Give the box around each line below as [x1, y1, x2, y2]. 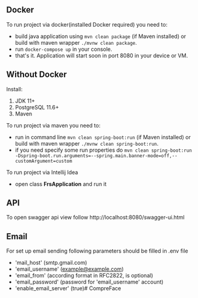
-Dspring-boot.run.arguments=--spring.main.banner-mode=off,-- [14, 152, 178, 159]
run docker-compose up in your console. [14, 45, 113, 53]
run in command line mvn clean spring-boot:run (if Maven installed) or [14, 133, 191, 141]
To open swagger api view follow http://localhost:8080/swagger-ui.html [6, 214, 185, 221]
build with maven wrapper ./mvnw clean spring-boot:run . [14, 140, 159, 147]
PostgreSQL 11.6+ [14, 103, 59, 111]
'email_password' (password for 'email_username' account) [14, 278, 164, 286]
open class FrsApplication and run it [14, 180, 107, 187]
